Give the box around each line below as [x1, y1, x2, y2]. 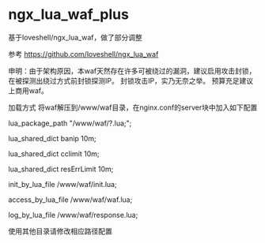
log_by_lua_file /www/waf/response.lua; [8, 210, 138, 219]
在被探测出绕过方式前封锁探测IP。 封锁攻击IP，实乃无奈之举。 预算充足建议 [8, 76, 254, 85]
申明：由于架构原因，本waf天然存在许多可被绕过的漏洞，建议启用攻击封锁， [8, 65, 256, 76]
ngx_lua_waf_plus [8, 6, 129, 24]
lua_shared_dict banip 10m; [8, 133, 97, 143]
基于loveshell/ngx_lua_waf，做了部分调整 [8, 32, 142, 42]
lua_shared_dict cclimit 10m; [8, 148, 100, 159]
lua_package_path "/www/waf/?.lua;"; [8, 118, 132, 128]
